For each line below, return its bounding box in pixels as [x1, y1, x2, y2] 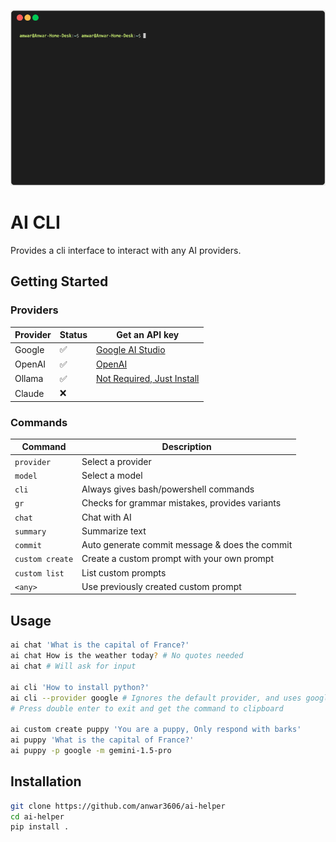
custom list [14, 568, 65, 579]
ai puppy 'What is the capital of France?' [10, 735, 195, 745]
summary [14, 526, 47, 537]
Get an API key [116, 329, 180, 341]
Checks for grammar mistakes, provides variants [81, 497, 282, 509]
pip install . [10, 822, 70, 832]
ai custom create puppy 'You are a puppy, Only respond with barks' [10, 725, 302, 735]
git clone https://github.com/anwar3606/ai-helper [10, 801, 226, 811]
